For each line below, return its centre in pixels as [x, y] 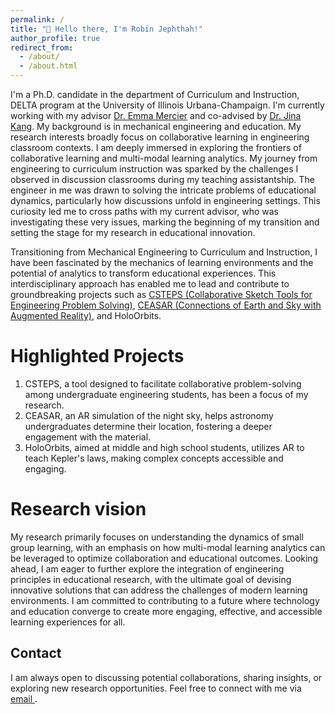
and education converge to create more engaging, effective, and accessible [166, 611]
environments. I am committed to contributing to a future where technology [165, 600]
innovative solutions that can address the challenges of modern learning [159, 590]
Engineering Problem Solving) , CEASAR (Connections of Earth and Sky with [166, 305]
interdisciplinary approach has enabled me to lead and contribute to [150, 284]
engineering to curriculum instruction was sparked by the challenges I [154, 169]
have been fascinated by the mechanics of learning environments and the [162, 262]
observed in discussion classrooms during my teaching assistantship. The [162, 179]
